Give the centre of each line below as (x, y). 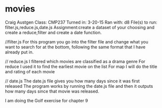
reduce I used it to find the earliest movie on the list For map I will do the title (81, 67)
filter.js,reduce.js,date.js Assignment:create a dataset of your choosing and (80, 27)
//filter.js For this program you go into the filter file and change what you (77, 41)
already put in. (19, 52)
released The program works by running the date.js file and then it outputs (79, 86)
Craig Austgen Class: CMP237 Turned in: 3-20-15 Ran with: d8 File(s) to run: (81, 22)
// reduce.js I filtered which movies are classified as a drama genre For (75, 61)
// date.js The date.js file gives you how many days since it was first (73, 81)
